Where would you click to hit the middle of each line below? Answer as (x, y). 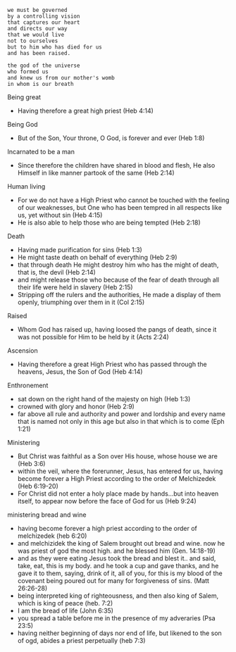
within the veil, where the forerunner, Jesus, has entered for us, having (120, 471)
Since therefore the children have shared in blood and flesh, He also (116, 165)
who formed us (28, 72)
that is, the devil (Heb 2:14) (57, 272)
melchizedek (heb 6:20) (52, 536)
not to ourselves (33, 41)
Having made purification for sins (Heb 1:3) (80, 250)
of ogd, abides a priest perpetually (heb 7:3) (81, 640)
